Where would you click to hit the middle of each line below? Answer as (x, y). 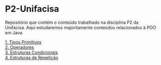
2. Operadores (19, 47)
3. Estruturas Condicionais (32, 52)
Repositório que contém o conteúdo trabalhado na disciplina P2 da (72, 22)
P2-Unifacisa (32, 9)
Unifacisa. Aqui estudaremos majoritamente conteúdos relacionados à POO (81, 27)
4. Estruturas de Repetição (32, 57)
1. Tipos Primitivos (23, 42)
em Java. (14, 32)
